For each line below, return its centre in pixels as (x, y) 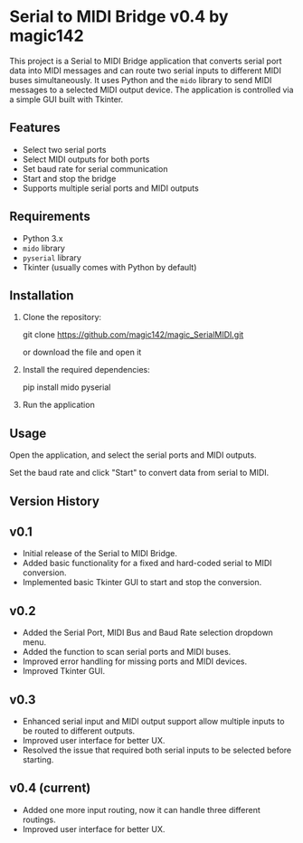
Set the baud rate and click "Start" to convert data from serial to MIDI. (139, 473)
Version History (54, 501)
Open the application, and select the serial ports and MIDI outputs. (133, 455)
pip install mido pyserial (66, 387)
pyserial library (52, 257)
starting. (38, 760)
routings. (39, 819)
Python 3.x (43, 238)
